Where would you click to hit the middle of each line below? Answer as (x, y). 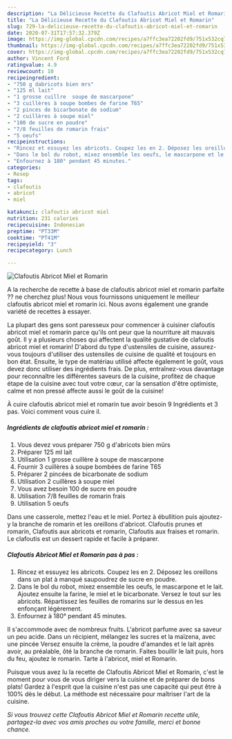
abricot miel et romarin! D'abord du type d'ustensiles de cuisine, (98, 347)
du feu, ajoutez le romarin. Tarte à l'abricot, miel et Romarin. (92, 659)
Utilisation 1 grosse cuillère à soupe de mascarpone (90, 460)
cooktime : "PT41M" (33, 238)
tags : (15, 180)
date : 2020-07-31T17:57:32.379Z (54, 33)
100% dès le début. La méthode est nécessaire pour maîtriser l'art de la (109, 694)
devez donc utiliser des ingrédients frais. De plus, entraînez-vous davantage (116, 369)
